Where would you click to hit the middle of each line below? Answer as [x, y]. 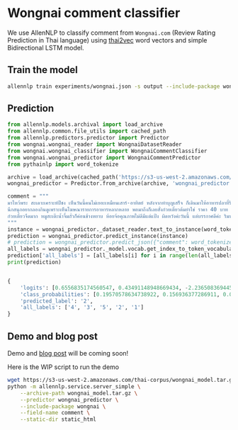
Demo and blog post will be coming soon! [68, 353]
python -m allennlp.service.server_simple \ [74, 386]
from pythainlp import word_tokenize [63, 164]
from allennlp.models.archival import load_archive [85, 125]
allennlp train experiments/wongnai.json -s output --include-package [114, 86]
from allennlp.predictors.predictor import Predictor [89, 138]
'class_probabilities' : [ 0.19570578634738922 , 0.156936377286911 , [120, 294]
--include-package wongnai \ [63, 406]
